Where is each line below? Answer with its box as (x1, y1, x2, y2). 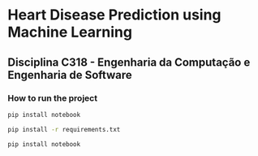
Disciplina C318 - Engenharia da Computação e (7, 55, 251, 69)
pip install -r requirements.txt (7, 125, 121, 133)
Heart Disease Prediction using (7, 6, 221, 24)
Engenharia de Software (7, 67, 132, 82)
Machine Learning (7, 23, 133, 41)
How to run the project (7, 92, 98, 103)
